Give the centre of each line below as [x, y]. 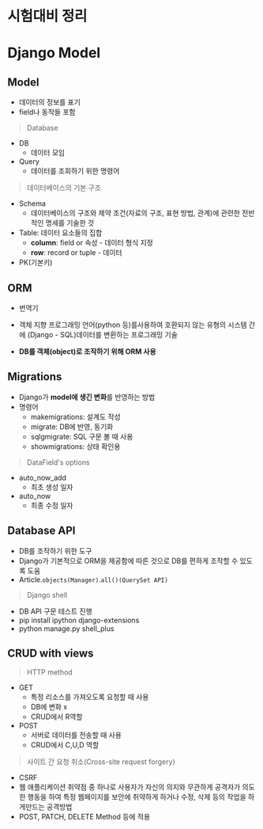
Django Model [54, 53]
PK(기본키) [36, 263]
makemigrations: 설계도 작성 [75, 416]
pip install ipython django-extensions [79, 620]
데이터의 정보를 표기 [49, 102]
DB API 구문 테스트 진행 [55, 611]
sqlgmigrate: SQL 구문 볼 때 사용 [82, 436]
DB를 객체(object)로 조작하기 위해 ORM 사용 [87, 352]
